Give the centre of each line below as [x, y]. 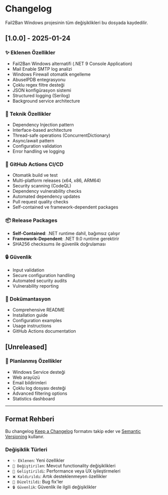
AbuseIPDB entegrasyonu [39, 79]
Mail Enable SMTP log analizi [42, 69]
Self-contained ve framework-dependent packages [65, 207]
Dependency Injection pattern [43, 125]
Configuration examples [37, 321]
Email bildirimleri [29, 383]
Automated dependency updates [46, 196]
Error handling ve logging [38, 151]
